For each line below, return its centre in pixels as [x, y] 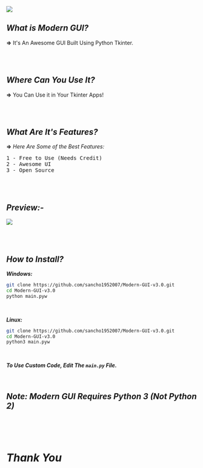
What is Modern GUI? [48, 28]
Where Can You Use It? [51, 80]
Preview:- [25, 208]
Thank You [34, 458]
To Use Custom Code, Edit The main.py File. [62, 365]
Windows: [19, 274]
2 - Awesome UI [29, 164]
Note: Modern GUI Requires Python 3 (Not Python [101, 396]
